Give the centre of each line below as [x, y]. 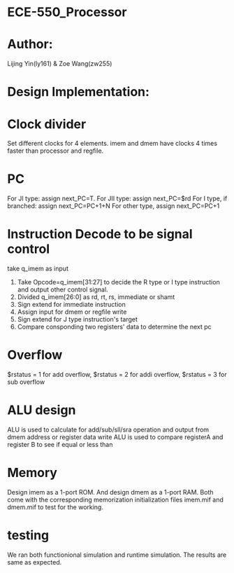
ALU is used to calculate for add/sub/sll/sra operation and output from [108, 429]
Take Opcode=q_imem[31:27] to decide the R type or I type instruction [118, 282]
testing [28, 536]
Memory [32, 473]
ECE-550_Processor [67, 12]
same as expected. [35, 562]
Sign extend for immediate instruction [71, 305]
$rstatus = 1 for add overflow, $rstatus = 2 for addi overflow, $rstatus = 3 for [117, 375]
